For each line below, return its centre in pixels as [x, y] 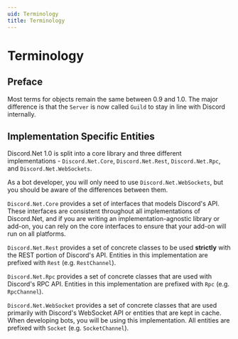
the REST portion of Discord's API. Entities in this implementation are [108, 255]
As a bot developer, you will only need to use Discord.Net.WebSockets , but [115, 183]
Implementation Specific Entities [81, 136]
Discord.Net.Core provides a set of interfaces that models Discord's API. [114, 204]
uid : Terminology [33, 14]
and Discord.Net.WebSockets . [50, 168]
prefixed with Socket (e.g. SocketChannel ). [68, 328]
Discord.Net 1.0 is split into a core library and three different [95, 154]
